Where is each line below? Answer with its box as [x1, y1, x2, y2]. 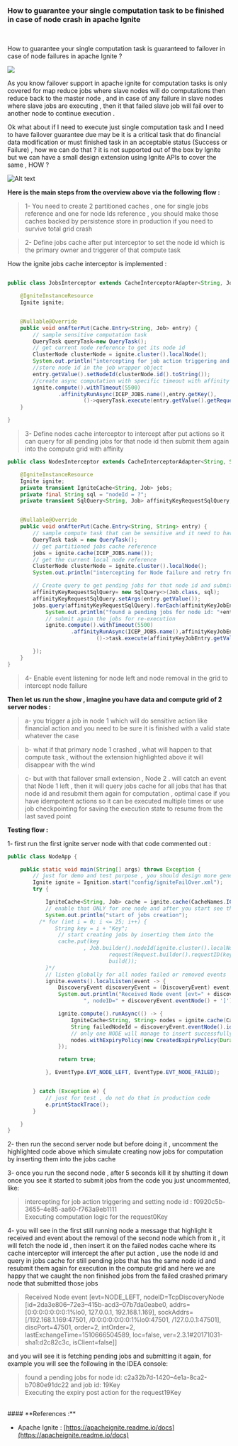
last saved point [24, 811, 72, 820]
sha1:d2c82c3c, [24, 1338, 72, 1347]
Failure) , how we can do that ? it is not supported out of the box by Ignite [7, 146, 221, 154]
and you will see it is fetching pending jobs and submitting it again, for [7, 1352, 212, 1361]
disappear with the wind [24, 760, 96, 769]
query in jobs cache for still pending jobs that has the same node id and [7, 1256, 217, 1265]
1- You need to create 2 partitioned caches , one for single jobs [24, 202, 209, 211]
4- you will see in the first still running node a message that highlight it [7, 1227, 212, 1235]
